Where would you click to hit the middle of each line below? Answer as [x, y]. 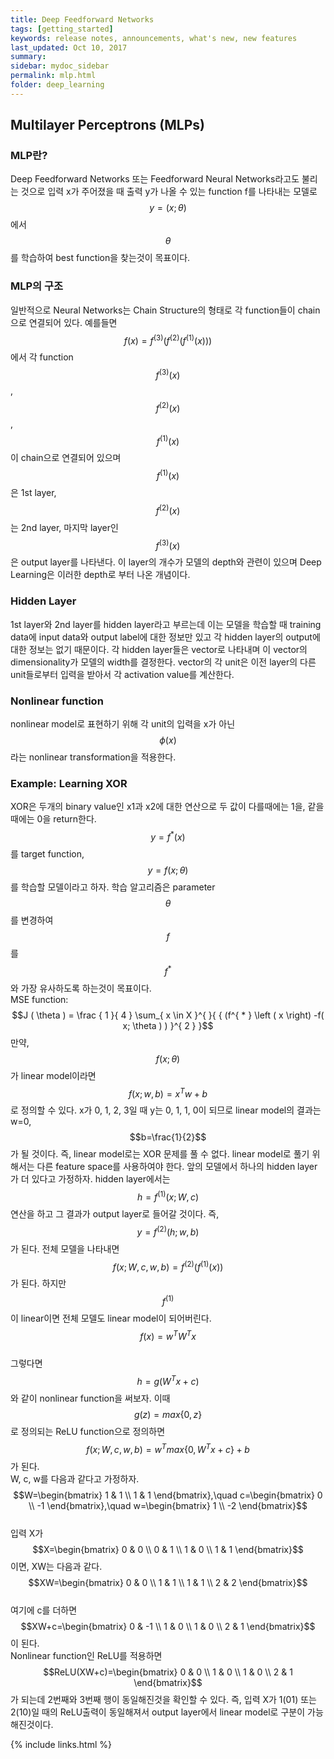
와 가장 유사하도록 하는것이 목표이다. [81, 988]
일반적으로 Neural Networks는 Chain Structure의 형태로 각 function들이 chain [165, 310]
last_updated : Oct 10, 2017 [69, 47]
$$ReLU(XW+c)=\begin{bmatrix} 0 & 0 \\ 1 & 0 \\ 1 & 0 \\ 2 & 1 [168, 1672]
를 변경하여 [32, 920]
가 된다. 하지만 [38, 1283]
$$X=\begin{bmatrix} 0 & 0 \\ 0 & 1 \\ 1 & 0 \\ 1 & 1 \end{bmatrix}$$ [168, 1549]
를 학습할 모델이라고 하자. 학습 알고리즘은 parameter [113, 887]
